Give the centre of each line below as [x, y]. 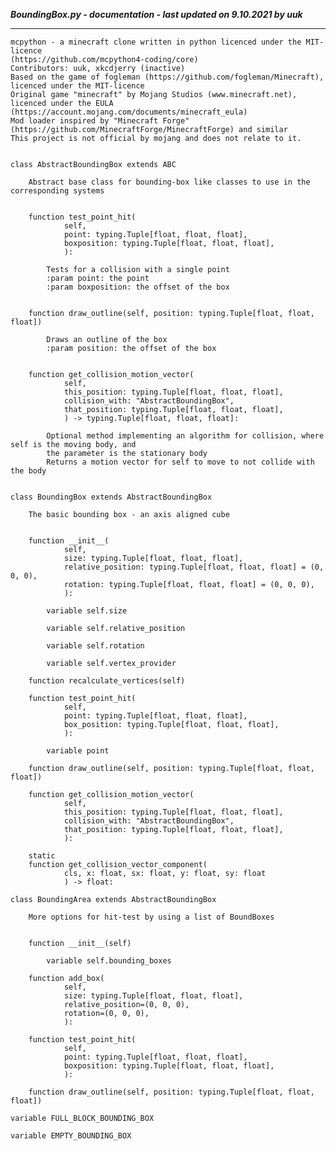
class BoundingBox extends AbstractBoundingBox [111, 497]
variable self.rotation [95, 646]
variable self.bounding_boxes [109, 961]
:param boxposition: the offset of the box [138, 287]
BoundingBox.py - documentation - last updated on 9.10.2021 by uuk [156, 14]
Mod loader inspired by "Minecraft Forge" [100, 121]
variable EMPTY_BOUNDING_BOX [71, 1136]
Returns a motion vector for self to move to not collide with [180, 462]
